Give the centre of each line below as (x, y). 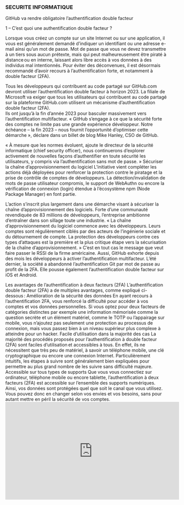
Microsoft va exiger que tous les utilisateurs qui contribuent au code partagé (86, 97)
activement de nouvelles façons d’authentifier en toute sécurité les (76, 156)
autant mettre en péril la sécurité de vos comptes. (58, 399)
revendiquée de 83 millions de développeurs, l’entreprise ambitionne (78, 215)
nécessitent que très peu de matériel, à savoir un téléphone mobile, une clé (85, 350)
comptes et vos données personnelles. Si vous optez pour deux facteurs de (85, 307)
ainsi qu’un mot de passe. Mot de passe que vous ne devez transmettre (91, 49)
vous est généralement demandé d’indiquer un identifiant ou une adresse (83, 44)
